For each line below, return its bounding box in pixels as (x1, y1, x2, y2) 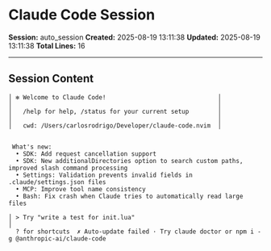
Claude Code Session (8, 6, 156, 24)
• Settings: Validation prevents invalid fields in (15, 171, 194, 179)
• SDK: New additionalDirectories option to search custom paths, (15, 157, 244, 165)
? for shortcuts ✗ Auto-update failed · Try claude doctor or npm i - (15, 228, 262, 236)
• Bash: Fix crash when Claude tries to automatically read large (15, 192, 244, 200)
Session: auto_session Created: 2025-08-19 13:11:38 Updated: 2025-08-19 (8, 32, 261, 42)
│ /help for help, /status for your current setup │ (8, 107, 222, 115)
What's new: (11, 143, 52, 151)
